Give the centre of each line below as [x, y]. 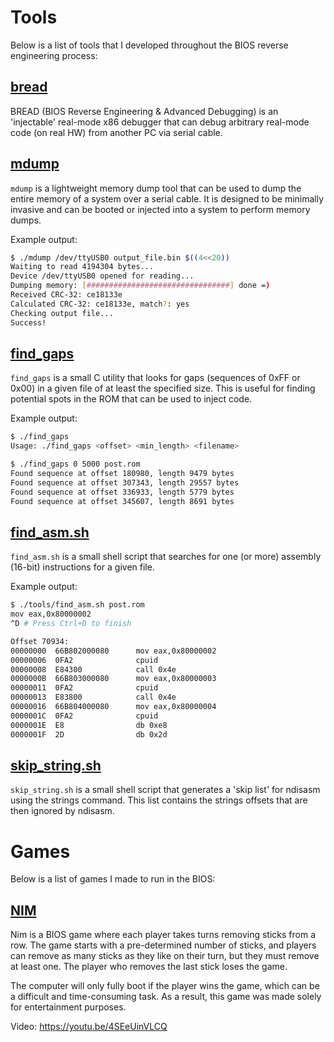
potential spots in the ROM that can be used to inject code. [131, 399]
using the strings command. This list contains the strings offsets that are [159, 800]
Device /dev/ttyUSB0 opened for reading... [102, 276]
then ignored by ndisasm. [62, 811]
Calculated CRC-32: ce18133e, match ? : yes [100, 304]
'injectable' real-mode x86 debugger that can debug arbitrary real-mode [160, 122]
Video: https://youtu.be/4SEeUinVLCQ [89, 1027]
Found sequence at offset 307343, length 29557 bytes [125, 482]
